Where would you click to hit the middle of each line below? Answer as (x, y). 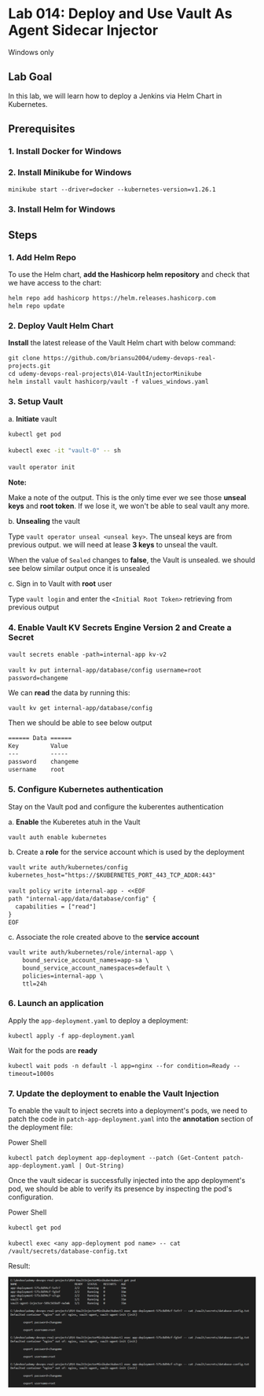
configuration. (31, 1197)
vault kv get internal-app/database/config (81, 709)
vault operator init (42, 468)
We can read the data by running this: (70, 693)
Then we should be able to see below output (80, 723)
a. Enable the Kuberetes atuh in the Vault (74, 822)
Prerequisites (42, 129)
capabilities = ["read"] (56, 906)
